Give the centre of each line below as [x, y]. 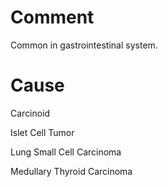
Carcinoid [30, 113]
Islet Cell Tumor [42, 132]
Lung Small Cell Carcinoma [66, 152]
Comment [52, 17]
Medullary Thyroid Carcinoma [71, 171]
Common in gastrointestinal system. [84, 45]
